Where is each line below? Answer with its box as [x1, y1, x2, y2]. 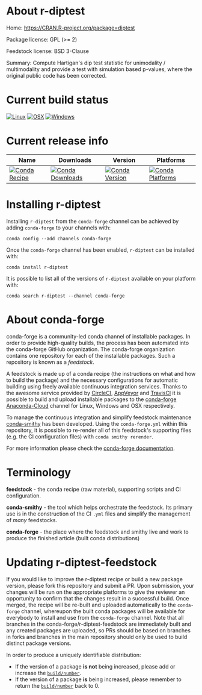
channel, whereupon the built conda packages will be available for [20, 607, 185, 615]
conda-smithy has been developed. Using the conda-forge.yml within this [6, 420, 188, 427]
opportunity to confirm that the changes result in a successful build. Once [6, 594, 189, 602]
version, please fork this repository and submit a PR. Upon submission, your [6, 582, 194, 589]
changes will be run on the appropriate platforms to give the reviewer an [6, 588, 185, 596]
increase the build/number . [14, 669, 82, 676]
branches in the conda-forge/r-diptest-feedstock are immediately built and [6, 620, 191, 628]
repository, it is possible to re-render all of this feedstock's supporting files [6, 426, 191, 434]
